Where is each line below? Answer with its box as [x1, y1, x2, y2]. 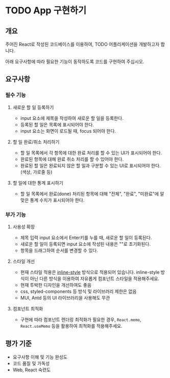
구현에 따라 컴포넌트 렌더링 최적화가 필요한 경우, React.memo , [20, 316, 141, 323]
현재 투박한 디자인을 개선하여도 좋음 [20, 282, 92, 288]
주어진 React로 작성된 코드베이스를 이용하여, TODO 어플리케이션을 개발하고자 [5, 41, 160, 47]
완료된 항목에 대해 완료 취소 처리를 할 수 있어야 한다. [20, 156, 124, 162]
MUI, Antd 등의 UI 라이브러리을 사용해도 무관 [20, 295, 110, 301]
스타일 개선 [12, 258, 35, 264]
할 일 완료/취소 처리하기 [12, 139, 60, 145]
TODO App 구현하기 [5, 5, 87, 16]
